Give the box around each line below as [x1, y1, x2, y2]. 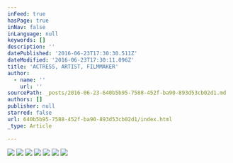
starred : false [7, 109, 52, 116]
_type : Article [7, 122, 52, 130]
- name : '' [13, 76, 46, 84]
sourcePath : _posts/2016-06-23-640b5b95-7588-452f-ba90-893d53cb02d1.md [7, 89, 227, 96]
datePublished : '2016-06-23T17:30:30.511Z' [7, 50, 138, 57]
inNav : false [7, 23, 46, 30]
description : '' [7, 43, 55, 50]
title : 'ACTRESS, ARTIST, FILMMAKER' [7, 63, 119, 70]
